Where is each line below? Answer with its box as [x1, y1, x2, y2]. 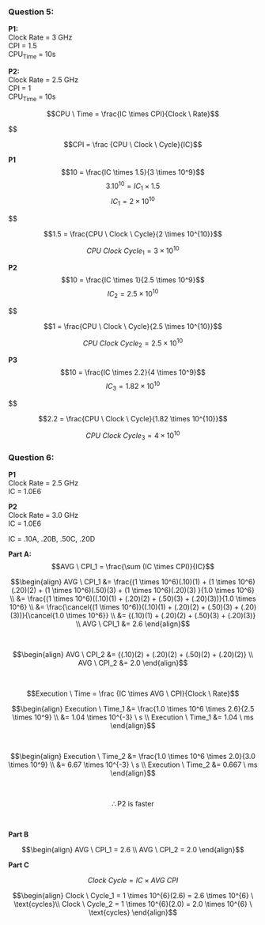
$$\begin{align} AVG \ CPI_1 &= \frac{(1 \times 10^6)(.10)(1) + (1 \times [10, 577, 237, 587]
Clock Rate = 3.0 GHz [8, 511, 79, 520]
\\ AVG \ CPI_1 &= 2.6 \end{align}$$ [75, 619, 191, 629]
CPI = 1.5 [8, 41, 37, 51]
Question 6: [8, 451, 55, 462]
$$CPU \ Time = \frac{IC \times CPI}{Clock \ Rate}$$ [46, 109, 220, 119]
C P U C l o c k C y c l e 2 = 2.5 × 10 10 [82, 337, 184, 349]
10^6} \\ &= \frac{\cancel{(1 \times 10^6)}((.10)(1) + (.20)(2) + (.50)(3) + [9, 602, 240, 612]
